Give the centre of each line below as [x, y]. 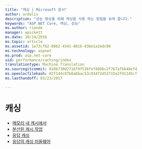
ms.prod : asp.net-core [28, 55]
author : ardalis [22, 14]
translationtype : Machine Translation [45, 64]
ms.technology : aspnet [28, 51]
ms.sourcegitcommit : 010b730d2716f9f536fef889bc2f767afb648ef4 [71, 69]
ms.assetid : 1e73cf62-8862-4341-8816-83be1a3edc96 [58, 46]
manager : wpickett [24, 32]
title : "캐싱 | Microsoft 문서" [36, 10]
